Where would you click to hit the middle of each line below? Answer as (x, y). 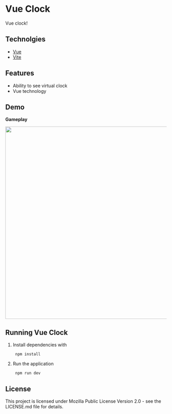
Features (20, 73)
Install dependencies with (40, 345)
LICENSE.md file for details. (34, 407)
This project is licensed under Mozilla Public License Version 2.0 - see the (83, 401)
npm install (28, 354)
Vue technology (29, 91)
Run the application (33, 364)
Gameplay (16, 120)
